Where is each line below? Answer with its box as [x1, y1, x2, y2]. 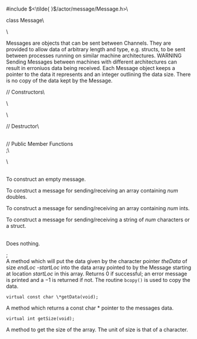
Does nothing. [6, 240, 40, 247]
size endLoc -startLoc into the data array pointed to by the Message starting [6, 264, 192, 271]
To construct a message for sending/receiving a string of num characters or [6, 216, 190, 223]
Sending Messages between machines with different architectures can [6, 58, 178, 65]
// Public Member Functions [6, 141, 74, 147]
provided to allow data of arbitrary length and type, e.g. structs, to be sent [6, 46, 186, 52]
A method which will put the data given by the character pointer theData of [6, 258, 188, 264]
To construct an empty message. [6, 176, 86, 182]
